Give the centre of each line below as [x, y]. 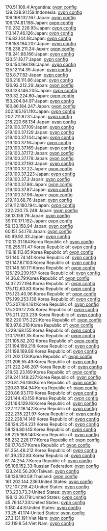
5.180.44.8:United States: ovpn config [43, 508]
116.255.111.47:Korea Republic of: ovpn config [51, 247]
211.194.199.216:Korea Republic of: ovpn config [52, 346]
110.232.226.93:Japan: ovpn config [41, 28]
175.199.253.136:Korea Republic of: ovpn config [53, 299]
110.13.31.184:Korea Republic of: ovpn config [50, 242]
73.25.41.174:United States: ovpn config [45, 513]
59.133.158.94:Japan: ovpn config [39, 226]
